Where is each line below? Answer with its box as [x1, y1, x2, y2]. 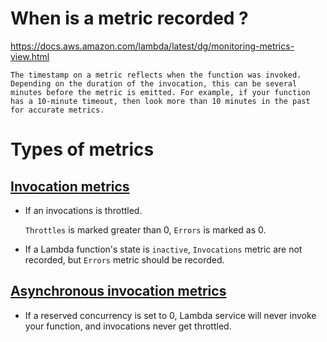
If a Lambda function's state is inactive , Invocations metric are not [24, 243, 303, 255]
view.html [10, 50, 50, 62]
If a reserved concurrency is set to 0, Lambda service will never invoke [24, 309, 317, 321]
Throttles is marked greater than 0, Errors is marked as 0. [24, 223, 267, 236]
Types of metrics [10, 138, 155, 161]
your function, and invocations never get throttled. [24, 320, 232, 332]
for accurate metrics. [10, 105, 105, 115]
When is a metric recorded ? [10, 7, 249, 30]
